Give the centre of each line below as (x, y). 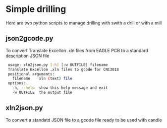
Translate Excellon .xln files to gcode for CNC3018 (63, 69)
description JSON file (28, 56)
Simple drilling (36, 9)
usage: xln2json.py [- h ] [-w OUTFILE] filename (58, 65)
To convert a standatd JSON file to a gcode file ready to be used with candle (84, 120)
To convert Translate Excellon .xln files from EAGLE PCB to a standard (77, 50)
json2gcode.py (29, 38)
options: (17, 83)
